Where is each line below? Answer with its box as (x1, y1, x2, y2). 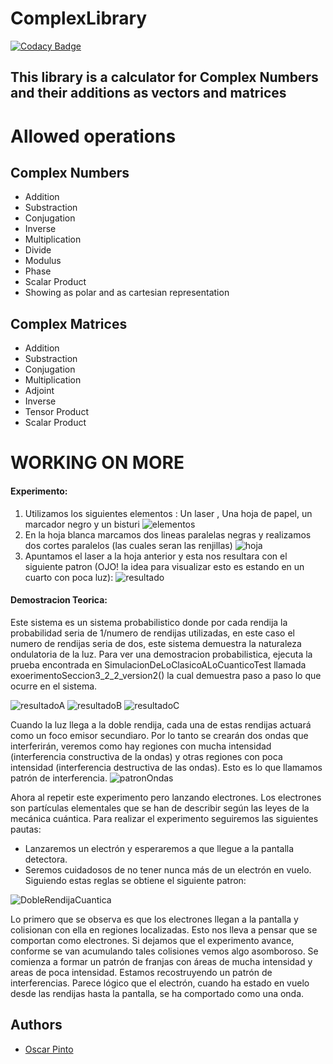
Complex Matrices (10, 315, 128, 332)
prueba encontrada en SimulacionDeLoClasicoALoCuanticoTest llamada (10, 658, 307, 671)
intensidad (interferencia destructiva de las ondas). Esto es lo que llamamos (10, 761, 323, 773)
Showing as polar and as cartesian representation (24, 287, 230, 299)
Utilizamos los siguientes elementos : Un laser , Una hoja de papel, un (24, 507, 313, 519)
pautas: (10, 823, 42, 835)
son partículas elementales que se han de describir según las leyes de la (10, 802, 310, 814)
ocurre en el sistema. (10, 680, 98, 692)
